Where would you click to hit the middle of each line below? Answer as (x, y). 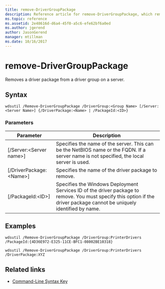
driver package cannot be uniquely (96, 203)
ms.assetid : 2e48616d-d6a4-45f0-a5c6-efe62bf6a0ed (58, 23)
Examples (20, 226)
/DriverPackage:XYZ (25, 255)
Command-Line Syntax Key (40, 281)
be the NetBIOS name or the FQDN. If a (101, 150)
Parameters (19, 123)
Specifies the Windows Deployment (97, 184)
